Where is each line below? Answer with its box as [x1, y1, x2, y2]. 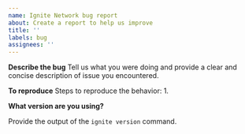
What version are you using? [8, 102, 104, 111]
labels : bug [8, 33, 47, 42]
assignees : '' [8, 41, 55, 49]
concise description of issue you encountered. [8, 71, 159, 80]
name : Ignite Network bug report [8, 11, 118, 20]
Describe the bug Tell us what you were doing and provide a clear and [8, 62, 238, 72]
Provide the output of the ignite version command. [8, 117, 177, 126]
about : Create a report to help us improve [8, 19, 154, 27]
